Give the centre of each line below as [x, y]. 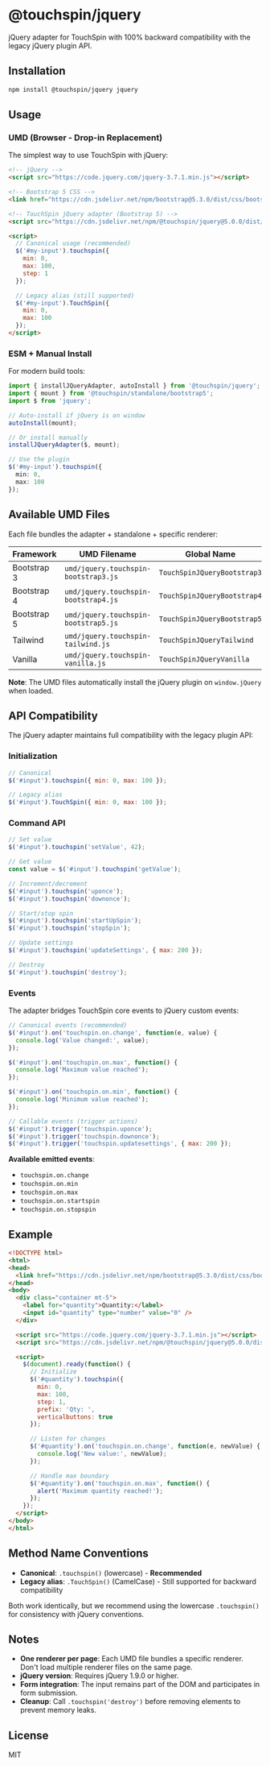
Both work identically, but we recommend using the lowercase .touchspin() [134, 1606]
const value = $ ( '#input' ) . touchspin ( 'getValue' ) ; [95, 869]
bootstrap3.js [91, 576]
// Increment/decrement [48, 884]
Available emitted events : [51, 1159]
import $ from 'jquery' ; [50, 400]
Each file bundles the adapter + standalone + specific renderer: [113, 534]
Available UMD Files [59, 514]
